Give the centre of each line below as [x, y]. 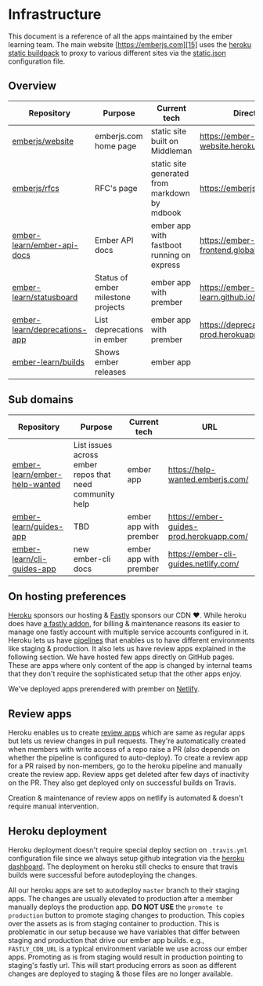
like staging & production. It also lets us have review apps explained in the [127, 649]
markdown [170, 192]
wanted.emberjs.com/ [208, 479]
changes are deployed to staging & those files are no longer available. [121, 973]
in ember [111, 339]
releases [111, 372]
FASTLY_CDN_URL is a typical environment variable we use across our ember [128, 949]
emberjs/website [43, 141]
